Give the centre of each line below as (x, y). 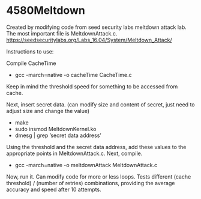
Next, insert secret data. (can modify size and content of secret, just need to (100, 104)
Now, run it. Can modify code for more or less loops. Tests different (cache (99, 176)
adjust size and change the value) (48, 111)
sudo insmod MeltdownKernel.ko (56, 129)
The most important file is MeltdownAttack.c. (62, 33)
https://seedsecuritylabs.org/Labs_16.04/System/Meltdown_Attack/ (89, 40)
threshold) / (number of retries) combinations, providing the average (91, 183)
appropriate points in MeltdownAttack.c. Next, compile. (74, 153)
